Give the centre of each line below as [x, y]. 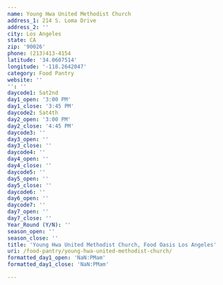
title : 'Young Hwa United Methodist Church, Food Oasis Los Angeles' [112, 245]
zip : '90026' [27, 47]
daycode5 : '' [27, 172]
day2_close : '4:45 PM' [41, 126]
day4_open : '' [28, 159]
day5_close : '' [30, 185]
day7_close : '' [30, 218]
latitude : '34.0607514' [42, 60]
